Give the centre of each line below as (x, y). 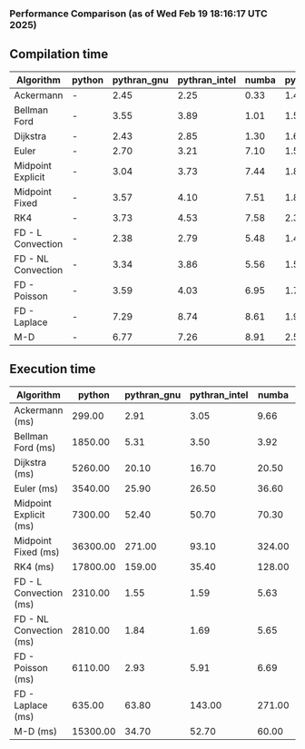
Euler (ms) (36, 488)
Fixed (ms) (37, 552)
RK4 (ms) (34, 567)
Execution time (53, 369)
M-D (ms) (35, 731)
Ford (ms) (35, 448)
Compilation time (59, 54)
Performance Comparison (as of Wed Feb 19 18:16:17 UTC (138, 14)
